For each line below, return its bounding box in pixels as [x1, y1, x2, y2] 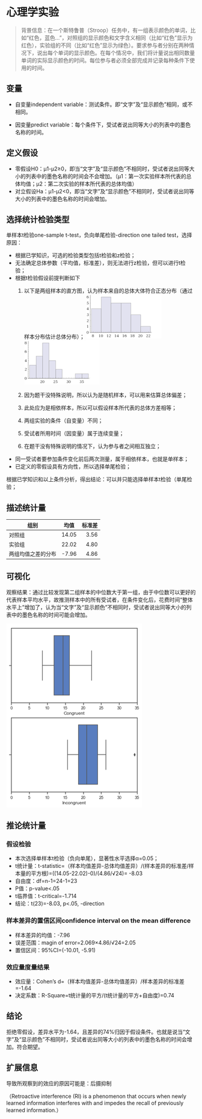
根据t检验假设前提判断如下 [14, 275, 81, 282]
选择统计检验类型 [6, 214, 70, 225]
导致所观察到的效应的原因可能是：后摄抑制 [6, 1079, 112, 1087]
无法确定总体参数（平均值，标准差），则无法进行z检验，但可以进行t [14, 260, 181, 267]
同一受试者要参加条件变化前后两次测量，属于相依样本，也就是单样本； [14, 455, 189, 463]
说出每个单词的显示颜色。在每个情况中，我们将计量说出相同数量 [37, 49, 195, 56]
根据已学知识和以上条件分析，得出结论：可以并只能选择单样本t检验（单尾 [6, 476, 188, 483]
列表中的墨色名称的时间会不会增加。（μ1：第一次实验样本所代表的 [25, 172, 186, 179]
